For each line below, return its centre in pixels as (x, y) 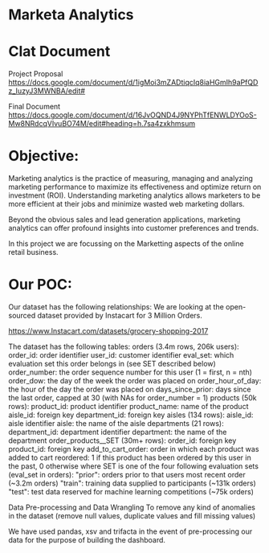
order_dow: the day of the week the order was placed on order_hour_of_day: (135, 381)
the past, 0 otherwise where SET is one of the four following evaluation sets (134, 466)
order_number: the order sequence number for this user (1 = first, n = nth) (130, 372)
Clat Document (59, 52)
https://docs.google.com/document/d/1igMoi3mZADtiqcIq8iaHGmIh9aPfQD (133, 83)
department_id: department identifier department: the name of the (118, 432)
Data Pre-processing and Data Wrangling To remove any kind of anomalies (132, 507)
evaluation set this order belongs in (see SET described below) (112, 364)
